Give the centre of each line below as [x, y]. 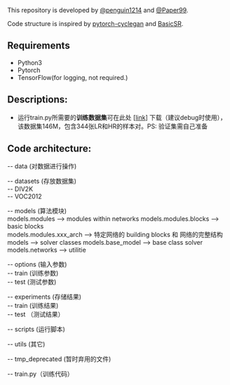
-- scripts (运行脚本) [36, 330]
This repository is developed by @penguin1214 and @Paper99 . [98, 10]
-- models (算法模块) [37, 211]
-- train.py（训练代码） [40, 374]
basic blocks [26, 227]
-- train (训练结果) [33, 306]
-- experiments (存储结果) [45, 297]
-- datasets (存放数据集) [42, 181]
